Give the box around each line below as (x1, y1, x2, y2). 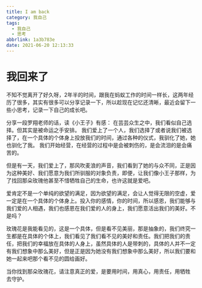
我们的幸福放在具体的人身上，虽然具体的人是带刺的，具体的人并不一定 (22, 240, 196, 247)
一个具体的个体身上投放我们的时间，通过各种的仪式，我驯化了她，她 (26, 133, 196, 141)
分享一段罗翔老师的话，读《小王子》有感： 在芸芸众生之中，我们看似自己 (6, 118, 187, 126)
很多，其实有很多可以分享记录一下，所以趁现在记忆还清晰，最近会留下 (16, 99, 191, 106)
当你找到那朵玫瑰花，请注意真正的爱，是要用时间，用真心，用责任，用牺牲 (6, 268, 191, 275)
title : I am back (6, 8, 50, 15)
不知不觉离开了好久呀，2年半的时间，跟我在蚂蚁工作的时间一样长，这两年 (6, 91, 189, 98)
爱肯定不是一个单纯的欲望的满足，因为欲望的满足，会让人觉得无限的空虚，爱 (6, 189, 196, 197)
